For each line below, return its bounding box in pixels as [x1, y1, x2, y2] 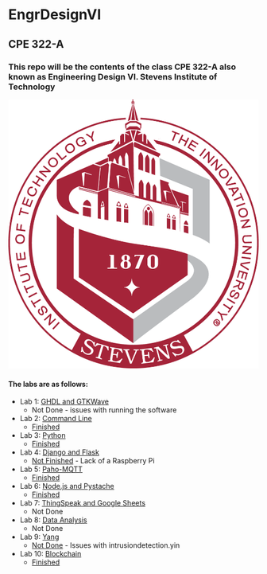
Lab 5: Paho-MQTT [19, 464, 83, 474]
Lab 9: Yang [19, 532, 60, 542]
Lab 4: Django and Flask [19, 447, 99, 457]
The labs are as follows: [8, 379, 89, 389]
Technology [8, 81, 56, 92]
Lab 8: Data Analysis [19, 515, 87, 525]
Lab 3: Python [19, 431, 66, 440]
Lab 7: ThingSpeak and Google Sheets [19, 498, 145, 508]
